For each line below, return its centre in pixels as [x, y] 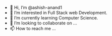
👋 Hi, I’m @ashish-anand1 [36, 8]
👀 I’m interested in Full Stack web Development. [58, 13]
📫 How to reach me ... [33, 28]
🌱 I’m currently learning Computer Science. [54, 18]
